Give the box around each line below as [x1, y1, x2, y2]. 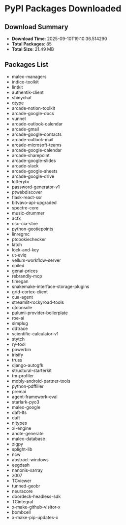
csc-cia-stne [11, 220, 38, 226]
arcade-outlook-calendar [11, 121, 63, 126]
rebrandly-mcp [11, 273, 42, 279]
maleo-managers [11, 74, 47, 80]
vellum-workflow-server [11, 257, 61, 263]
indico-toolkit [11, 79, 39, 84]
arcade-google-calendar [11, 147, 62, 153]
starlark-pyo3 [11, 399, 40, 405]
